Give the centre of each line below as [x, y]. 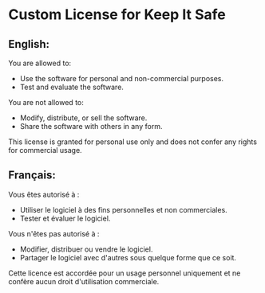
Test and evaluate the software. [71, 87]
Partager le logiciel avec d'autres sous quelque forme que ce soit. [128, 257]
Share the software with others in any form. [91, 126]
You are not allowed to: [46, 102]
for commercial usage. [45, 150]
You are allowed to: [40, 63]
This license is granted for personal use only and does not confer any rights [133, 142]
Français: [32, 176]
